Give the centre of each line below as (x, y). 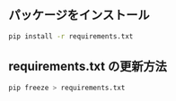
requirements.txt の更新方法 (88, 67)
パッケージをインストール (79, 15)
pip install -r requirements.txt (71, 36)
